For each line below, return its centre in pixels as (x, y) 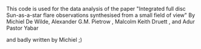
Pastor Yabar (22, 28)
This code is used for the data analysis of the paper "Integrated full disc (96, 9)
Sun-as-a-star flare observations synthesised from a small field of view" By (101, 15)
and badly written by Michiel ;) (44, 40)
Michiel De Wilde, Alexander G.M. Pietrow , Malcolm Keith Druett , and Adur (101, 21)
